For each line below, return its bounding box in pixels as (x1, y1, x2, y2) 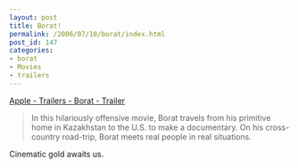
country (30, 131, 61, 142)
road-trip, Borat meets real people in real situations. (62, 131, 252, 142)
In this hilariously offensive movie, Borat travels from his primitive (30, 112, 271, 123)
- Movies (9, 63, 42, 72)
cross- (265, 122, 290, 132)
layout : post (9, 12, 58, 22)
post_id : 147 (9, 37, 58, 47)
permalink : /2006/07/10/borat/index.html (9, 29, 166, 38)
